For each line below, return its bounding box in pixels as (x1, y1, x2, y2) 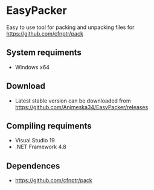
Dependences (6, 160, 60, 171)
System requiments (6, 48, 82, 58)
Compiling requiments (6, 121, 92, 131)
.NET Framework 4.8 (14, 143, 66, 151)
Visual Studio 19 (14, 137, 56, 144)
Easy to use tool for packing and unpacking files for (6, 24, 135, 31)
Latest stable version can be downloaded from (14, 97, 131, 104)
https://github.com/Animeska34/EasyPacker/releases (14, 103, 149, 110)
